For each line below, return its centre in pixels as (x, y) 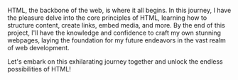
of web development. (38, 48)
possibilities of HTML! (39, 69)
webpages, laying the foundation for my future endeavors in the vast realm (117, 40)
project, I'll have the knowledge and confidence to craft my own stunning (114, 33)
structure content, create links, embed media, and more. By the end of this (116, 25)
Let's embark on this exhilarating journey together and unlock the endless (115, 62)
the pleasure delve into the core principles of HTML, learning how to (107, 18)
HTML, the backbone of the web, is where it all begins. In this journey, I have (119, 10)
